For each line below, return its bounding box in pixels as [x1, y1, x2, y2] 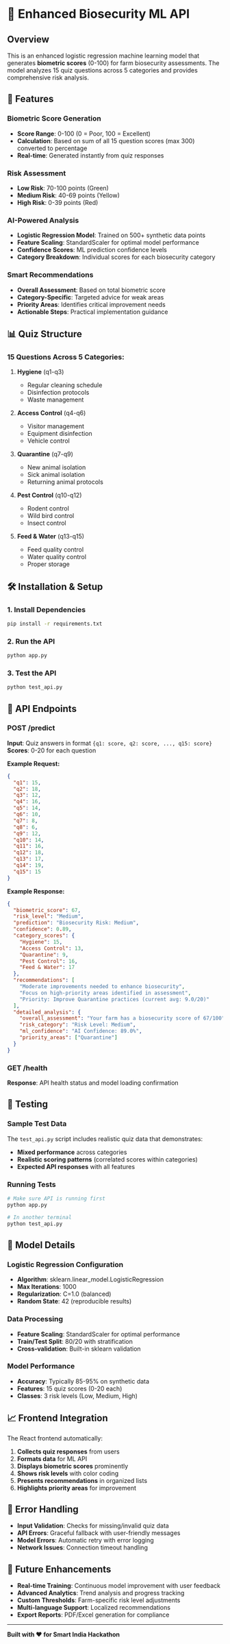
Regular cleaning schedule [27, 381, 103, 389]
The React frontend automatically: [7, 1434, 103, 1442]
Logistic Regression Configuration [7, 1260, 124, 1269]
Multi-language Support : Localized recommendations [16, 1604, 171, 1612]
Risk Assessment [7, 168, 66, 177]
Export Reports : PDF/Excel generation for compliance [16, 1610, 170, 1619]
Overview [7, 34, 50, 45]
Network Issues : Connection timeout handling [16, 1543, 149, 1551]
